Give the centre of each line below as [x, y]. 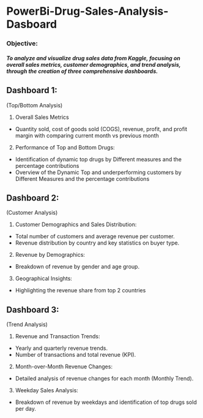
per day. [26, 409]
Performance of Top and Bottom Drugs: [65, 147]
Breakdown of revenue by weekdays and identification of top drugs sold [106, 402]
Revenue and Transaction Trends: [57, 336]
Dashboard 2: [33, 198]
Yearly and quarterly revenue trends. [61, 348]
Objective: [22, 44]
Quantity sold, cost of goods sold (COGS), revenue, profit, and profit [101, 129]
